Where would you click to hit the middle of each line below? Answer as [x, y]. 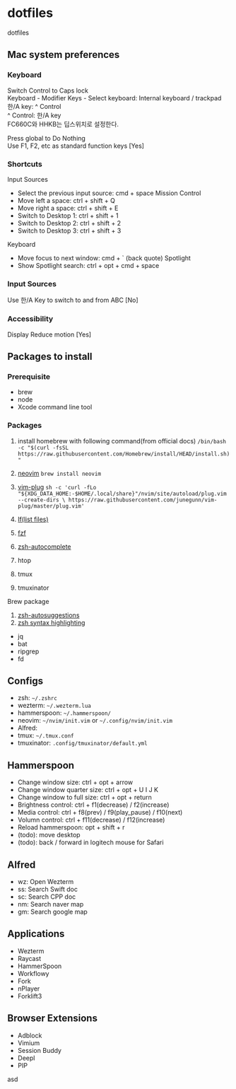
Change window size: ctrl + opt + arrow [75, 782]
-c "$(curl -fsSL [43, 448]
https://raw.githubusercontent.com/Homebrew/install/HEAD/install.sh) [124, 454]
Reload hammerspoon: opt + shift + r [71, 827]
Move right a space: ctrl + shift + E [68, 208]
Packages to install [50, 356]
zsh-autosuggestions [48, 615]
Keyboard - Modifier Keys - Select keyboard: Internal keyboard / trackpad [114, 98]
